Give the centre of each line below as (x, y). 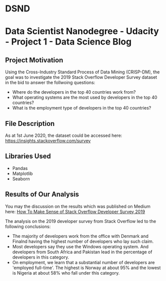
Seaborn (21, 178)
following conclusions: (28, 226)
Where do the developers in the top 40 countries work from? (74, 92)
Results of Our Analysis (42, 195)
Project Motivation (34, 60)
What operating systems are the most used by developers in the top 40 (85, 98)
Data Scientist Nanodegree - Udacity (82, 31)
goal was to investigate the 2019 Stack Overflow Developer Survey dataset (81, 77)
